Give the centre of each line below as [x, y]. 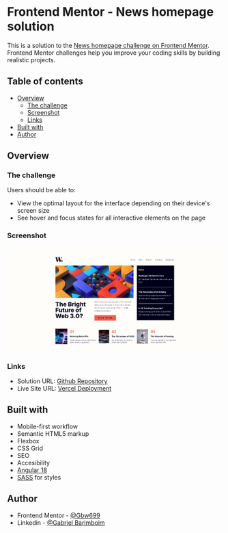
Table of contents [45, 82]
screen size [33, 211]
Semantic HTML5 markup [53, 433]
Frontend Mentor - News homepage [110, 12]
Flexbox [28, 441]
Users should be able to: [42, 190]
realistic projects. [31, 60]
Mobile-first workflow [47, 426]
